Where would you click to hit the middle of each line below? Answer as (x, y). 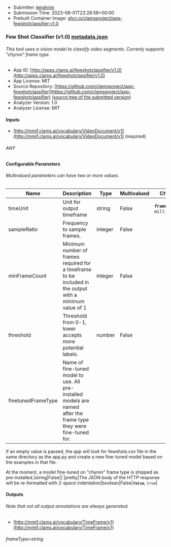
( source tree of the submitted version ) (91, 97)
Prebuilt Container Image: (40, 18)
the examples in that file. (31, 462)
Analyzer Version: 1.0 (35, 103)
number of (75, 250)
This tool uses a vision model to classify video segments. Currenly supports (85, 49)
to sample (74, 229)
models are (76, 400)
